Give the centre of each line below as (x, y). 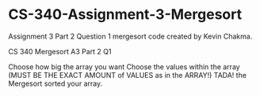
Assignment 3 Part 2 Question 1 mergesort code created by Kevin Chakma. (130, 36)
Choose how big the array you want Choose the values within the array (124, 66)
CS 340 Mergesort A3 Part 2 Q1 (60, 51)
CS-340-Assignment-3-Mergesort (125, 15)
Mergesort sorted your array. (55, 83)
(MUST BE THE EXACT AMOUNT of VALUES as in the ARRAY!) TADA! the (128, 75)
